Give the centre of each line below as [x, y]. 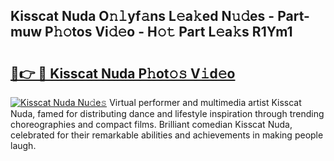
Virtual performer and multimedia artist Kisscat [205, 102]
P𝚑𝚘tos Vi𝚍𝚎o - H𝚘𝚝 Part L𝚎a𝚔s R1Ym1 [168, 32]
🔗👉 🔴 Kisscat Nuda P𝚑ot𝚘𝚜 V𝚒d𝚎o [123, 73]
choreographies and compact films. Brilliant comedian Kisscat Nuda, [151, 124]
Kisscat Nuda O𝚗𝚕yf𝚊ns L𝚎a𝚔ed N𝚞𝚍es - [142, 16]
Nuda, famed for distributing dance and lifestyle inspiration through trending [167, 113]
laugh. [23, 145]
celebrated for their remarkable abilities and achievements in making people [167, 135]
